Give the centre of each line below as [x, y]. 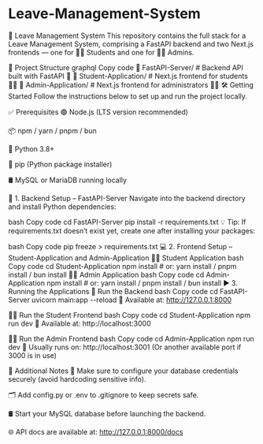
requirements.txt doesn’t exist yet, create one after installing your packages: [132, 230]
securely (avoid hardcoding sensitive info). [77, 379]
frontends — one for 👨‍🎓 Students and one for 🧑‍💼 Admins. [101, 52]
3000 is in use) [33, 355]
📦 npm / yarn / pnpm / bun [52, 130]
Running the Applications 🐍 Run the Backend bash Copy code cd [113, 291]
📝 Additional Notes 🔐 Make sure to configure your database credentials [123, 371]
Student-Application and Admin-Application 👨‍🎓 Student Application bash [126, 258]
